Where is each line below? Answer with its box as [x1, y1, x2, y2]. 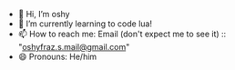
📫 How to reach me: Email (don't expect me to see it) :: [17, 28, 227, 39]
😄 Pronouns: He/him [17, 51, 97, 62]
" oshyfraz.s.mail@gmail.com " [17, 42, 130, 52]
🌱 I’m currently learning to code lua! [17, 18, 153, 29]
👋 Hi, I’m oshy [17, 9, 70, 19]
